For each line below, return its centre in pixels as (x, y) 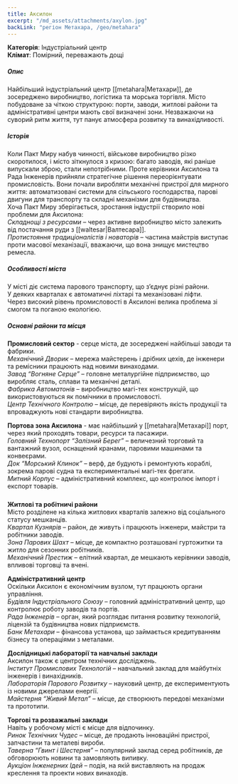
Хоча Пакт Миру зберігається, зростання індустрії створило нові (106, 207)
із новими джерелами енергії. (53, 691)
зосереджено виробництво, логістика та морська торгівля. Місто (107, 97)
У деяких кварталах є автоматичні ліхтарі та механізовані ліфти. (105, 294)
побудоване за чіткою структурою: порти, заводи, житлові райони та (113, 105)
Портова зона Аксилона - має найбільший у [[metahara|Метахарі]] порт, (118, 425)
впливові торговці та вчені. (48, 564)
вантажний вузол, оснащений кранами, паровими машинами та (105, 448)
